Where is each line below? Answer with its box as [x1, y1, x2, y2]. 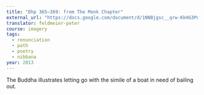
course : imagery [6, 25, 47, 32]
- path [12, 43, 29, 49]
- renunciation [12, 37, 50, 43]
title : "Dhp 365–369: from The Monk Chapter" [6, 8, 123, 15]
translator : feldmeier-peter [6, 20, 80, 26]
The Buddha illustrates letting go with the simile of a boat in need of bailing [6, 76, 194, 84]
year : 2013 [6, 59, 34, 65]
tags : [6, 31, 20, 38]
